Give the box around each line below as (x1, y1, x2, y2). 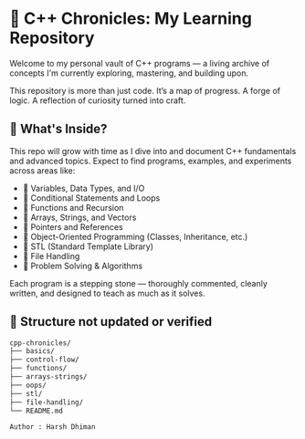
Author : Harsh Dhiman (9, 423, 96, 432)
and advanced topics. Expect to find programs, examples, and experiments (9, 155, 292, 166)
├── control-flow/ (9, 355, 79, 364)
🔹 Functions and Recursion (22, 202, 124, 213)
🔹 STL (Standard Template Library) (22, 241, 153, 252)
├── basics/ (9, 347, 55, 356)
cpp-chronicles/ (9, 338, 71, 348)
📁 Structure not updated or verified (9, 314, 213, 329)
